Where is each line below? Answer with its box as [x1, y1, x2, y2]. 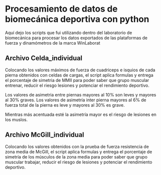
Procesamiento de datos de [5, 3, 118, 15]
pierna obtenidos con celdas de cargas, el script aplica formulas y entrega [5, 72, 154, 78]
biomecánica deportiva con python [5, 14, 149, 25]
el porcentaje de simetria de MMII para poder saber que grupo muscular [5, 77, 149, 83]
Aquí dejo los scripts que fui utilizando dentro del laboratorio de [5, 30, 132, 35]
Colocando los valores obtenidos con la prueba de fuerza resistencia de [5, 143, 149, 149]
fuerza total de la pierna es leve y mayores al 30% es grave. [5, 102, 125, 108]
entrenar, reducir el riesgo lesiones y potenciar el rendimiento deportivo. [5, 82, 149, 88]
